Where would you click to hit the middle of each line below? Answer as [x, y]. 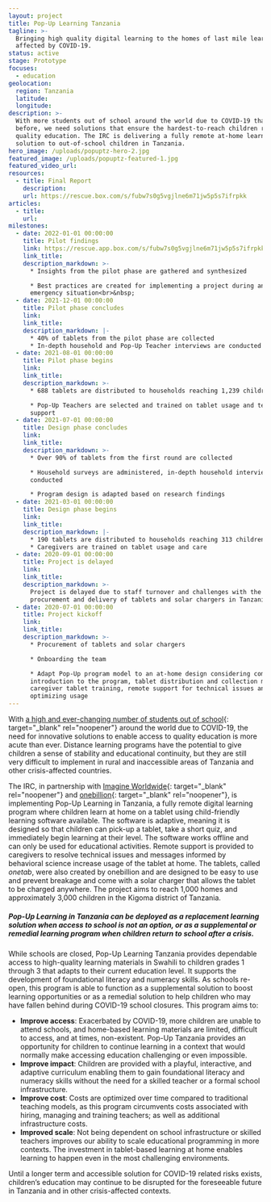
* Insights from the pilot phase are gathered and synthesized [138, 271]
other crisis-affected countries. [60, 771]
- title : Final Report [54, 181]
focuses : [23, 69]
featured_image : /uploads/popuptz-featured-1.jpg [94, 158]
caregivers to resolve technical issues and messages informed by [117, 855]
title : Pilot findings [61, 241]
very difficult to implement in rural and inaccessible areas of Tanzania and [131, 762]
